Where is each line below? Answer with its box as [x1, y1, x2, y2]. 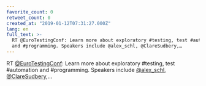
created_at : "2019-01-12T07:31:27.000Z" [6, 20, 112, 26]
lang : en [6, 26, 29, 32]
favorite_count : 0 [6, 9, 53, 15]
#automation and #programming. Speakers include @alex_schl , [6, 66, 167, 73]
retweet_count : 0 [6, 15, 51, 21]
